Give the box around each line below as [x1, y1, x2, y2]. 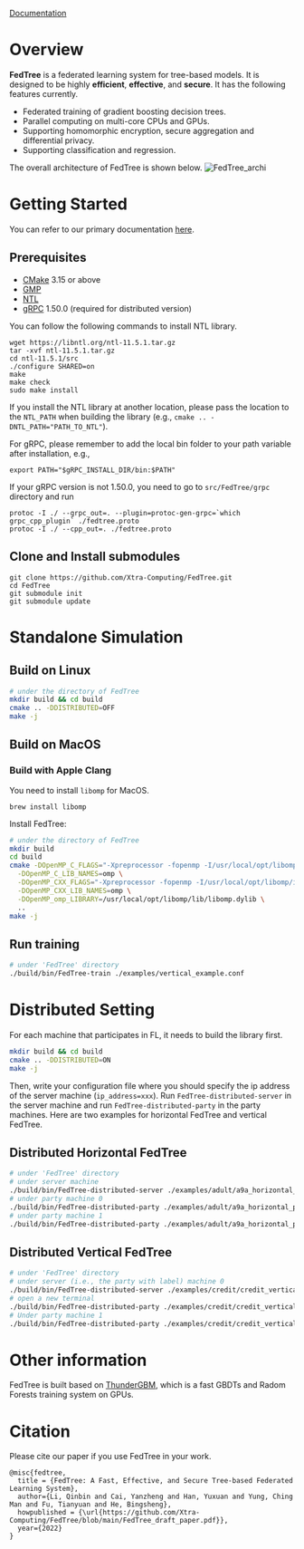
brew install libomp [9, 802, 88, 812]
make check [9, 378, 51, 387]
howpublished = [17, 1508, 75, 1517]
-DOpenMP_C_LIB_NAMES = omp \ [17, 870, 124, 879]
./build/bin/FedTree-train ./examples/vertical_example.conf [9, 969, 245, 978]
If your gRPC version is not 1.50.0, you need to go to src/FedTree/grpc [9, 481, 271, 492]
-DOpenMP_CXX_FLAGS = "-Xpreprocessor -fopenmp [17, 878, 193, 887]
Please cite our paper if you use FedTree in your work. [9, 1451, 212, 1462]
